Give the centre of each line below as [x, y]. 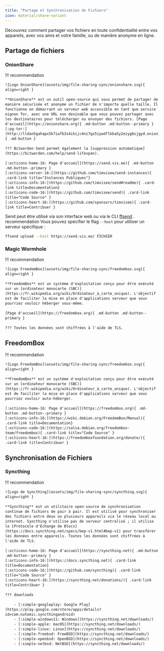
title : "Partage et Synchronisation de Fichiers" [57, 10]
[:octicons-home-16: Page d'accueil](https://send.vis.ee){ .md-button [79, 163]
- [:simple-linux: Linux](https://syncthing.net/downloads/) [77, 629]
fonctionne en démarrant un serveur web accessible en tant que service [81, 109]
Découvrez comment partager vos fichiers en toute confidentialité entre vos [81, 30]
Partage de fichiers [35, 51]
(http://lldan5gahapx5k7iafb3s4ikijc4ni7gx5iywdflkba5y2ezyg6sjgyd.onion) [83, 134]
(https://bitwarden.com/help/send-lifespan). [52, 154]
